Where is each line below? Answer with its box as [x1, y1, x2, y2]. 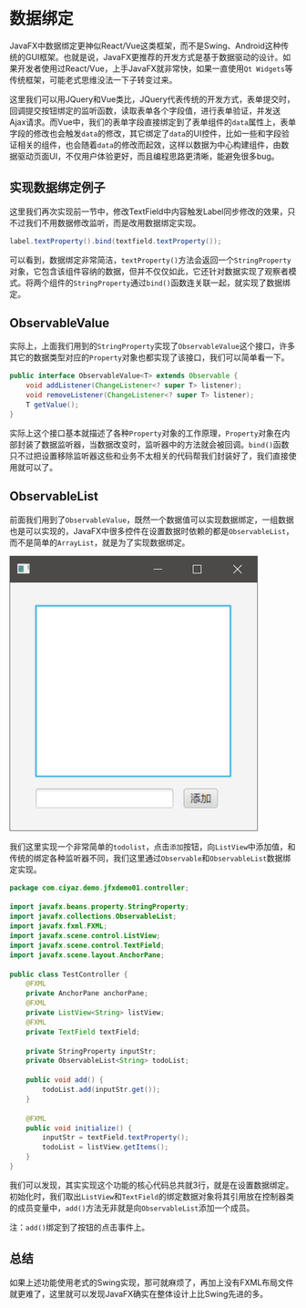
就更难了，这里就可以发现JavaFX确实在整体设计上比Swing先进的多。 [9, 1288, 269, 1299]
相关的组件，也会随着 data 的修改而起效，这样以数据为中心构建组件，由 [16, 139, 281, 150]
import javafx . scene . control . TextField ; [9, 941, 166, 950]
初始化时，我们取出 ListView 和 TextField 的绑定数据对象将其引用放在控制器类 [9, 1190, 294, 1201]
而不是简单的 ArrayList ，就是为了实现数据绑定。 [9, 537, 190, 548]
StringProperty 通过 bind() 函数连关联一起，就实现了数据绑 [73, 277, 291, 288]
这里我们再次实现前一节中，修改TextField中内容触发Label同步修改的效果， [9, 206, 288, 217]
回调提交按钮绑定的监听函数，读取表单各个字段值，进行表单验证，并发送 [9, 105, 280, 116]
